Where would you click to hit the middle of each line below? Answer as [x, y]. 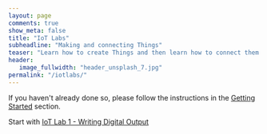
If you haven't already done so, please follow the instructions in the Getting [132, 97]
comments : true [34, 23]
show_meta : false [37, 30]
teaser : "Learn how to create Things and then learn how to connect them [134, 53]
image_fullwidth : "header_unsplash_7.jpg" [90, 68]
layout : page [30, 16]
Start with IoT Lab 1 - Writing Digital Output [79, 121]
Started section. [35, 106]
